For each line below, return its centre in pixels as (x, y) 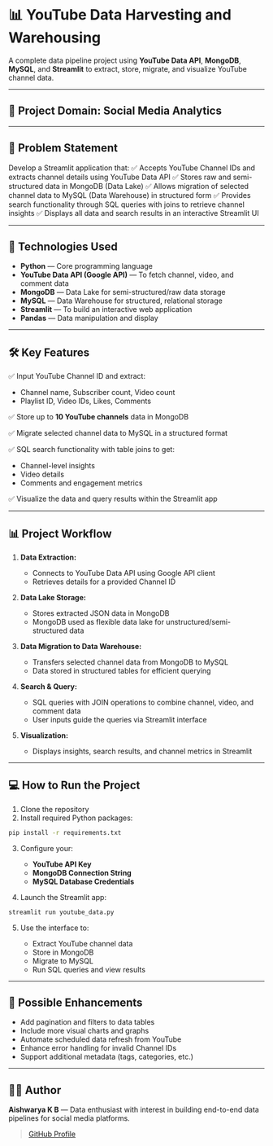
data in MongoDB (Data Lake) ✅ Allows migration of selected (147, 186)
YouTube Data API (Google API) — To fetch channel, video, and (127, 275)
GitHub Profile (52, 1134)
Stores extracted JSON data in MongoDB (101, 613)
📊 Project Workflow (60, 533)
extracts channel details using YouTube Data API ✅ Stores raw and (120, 177)
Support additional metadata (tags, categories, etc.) (106, 1057)
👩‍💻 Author (35, 1090)
